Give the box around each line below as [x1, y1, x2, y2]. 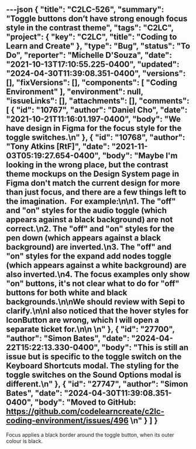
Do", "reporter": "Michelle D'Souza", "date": [6, 50, 173, 60]
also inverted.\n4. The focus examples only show [6, 270, 190, 279]
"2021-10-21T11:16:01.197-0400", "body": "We [6, 114, 181, 125]
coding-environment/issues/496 [6, 416, 129, 426]
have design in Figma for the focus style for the [6, 123, 182, 133]
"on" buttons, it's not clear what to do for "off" [6, 279, 180, 289]
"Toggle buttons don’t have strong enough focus [6, 14, 188, 24]
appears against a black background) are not [6, 215, 173, 224]
